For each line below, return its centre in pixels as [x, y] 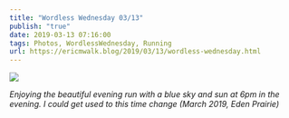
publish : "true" [40, 26]
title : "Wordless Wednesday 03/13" [77, 18]
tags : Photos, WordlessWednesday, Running [91, 43]
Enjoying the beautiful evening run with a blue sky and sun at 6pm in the [144, 94]
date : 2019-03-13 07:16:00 [60, 34]
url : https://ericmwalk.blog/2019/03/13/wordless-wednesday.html [135, 52]
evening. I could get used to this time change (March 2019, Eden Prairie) [144, 104]
